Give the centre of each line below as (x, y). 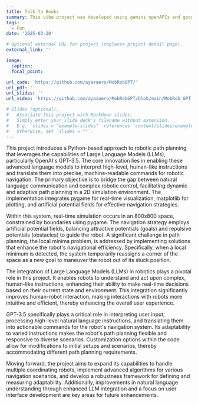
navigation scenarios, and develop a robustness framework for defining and (98, 376)
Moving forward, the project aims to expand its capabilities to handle (89, 364)
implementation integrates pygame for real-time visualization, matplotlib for (98, 198)
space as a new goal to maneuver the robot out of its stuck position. (89, 260)
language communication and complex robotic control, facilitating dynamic (97, 186)
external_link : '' (29, 50)
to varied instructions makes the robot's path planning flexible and (86, 333)
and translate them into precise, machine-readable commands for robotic (95, 173)
